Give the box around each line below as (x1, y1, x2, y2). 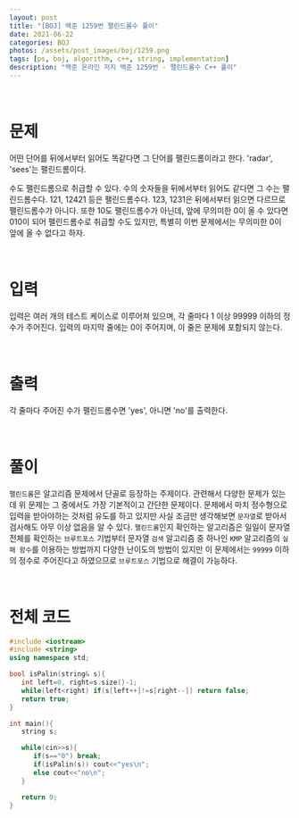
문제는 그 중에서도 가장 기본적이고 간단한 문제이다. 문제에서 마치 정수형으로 (28, 499, 288, 510)
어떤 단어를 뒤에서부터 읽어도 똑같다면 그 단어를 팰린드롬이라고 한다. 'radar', (9, 153, 273, 163)
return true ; (21, 694, 70, 704)
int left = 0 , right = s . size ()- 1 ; (21, 678, 138, 688)
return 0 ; (21, 792, 58, 802)
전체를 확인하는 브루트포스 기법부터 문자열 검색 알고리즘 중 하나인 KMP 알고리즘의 (9, 532, 281, 543)
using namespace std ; (9, 654, 90, 663)
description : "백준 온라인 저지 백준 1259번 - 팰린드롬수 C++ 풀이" (9, 63, 237, 72)
